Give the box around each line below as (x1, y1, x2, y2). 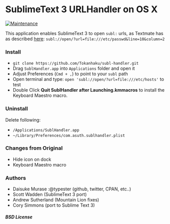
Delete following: (5, 117, 41, 123)
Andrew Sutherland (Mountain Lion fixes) (12, 197, 100, 203)
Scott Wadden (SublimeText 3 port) (12, 191, 87, 198)
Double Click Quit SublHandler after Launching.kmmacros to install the (12, 87, 165, 93)
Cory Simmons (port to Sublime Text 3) (12, 202, 95, 208)
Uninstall (5, 105, 28, 113)
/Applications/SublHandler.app (12, 127, 80, 133)
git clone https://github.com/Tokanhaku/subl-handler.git (12, 61, 139, 66)
